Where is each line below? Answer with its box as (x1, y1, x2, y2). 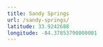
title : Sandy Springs (7, 10, 70, 17)
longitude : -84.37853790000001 (7, 29, 97, 37)
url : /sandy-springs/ (7, 17, 70, 23)
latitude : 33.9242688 (7, 23, 70, 30)
